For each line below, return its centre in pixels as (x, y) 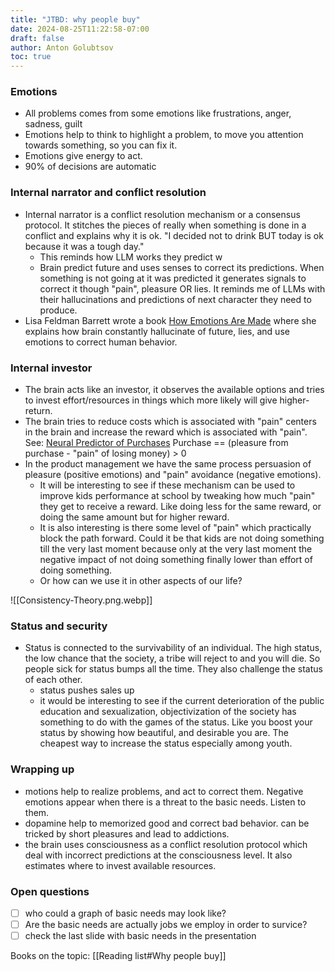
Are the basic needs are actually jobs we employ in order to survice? (166, 924)
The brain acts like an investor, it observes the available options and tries (174, 390)
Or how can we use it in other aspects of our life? (141, 581)
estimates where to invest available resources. (120, 865)
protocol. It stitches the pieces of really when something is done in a (165, 225)
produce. (58, 310)
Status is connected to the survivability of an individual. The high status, (173, 648)
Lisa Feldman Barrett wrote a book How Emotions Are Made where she (170, 320)
